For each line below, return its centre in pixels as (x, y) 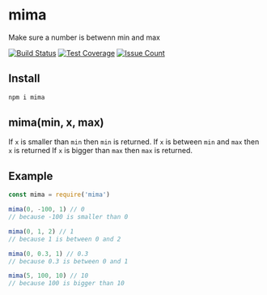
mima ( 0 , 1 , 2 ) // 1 (41, 231)
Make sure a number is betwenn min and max (84, 37)
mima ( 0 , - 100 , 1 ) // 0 (47, 209)
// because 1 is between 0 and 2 (65, 239)
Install (24, 79)
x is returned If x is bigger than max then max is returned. (100, 151)
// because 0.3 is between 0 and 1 (68, 261)
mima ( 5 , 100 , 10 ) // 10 (49, 276)
